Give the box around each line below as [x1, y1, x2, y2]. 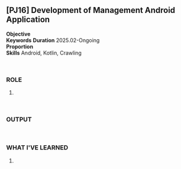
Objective [6, 30, 31, 37]
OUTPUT [6, 116, 32, 124]
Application [6, 15, 50, 25]
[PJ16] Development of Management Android [6, 5, 176, 15]
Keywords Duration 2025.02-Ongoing [6, 36, 100, 44]
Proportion [6, 43, 34, 50]
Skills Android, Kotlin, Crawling [6, 49, 82, 56]
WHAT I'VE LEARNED [6, 144, 69, 152]
